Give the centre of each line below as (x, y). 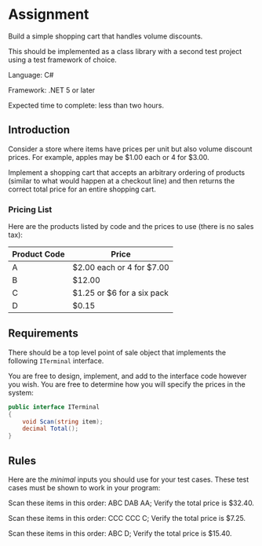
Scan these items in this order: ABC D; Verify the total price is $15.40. (120, 533)
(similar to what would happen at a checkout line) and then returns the (122, 180)
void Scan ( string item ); (63, 421)
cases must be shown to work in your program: (84, 488)
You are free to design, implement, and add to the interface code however (127, 376)
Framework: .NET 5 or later (52, 90)
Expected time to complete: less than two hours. (86, 105)
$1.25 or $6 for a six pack (120, 293)
